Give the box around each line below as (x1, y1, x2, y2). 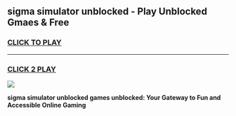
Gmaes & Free (7, 17, 70, 29)
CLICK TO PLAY (7, 38, 62, 48)
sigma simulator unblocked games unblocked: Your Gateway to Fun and (7, 93, 221, 101)
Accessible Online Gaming (7, 101, 86, 109)
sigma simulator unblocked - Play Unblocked (7, 6, 207, 18)
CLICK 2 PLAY (7, 64, 56, 74)
